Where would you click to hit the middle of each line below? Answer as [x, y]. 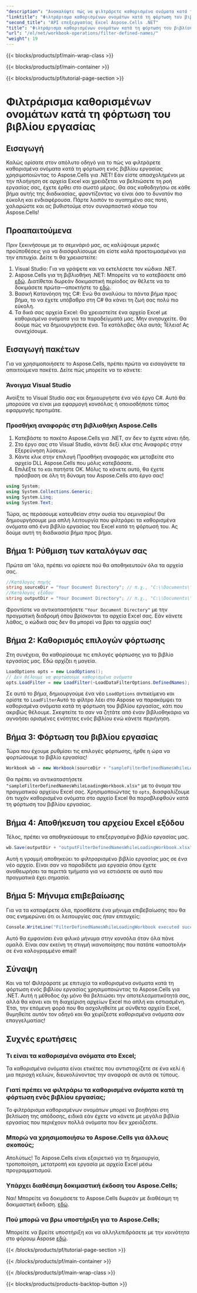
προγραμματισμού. [29, 1170]
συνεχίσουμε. [31, 331]
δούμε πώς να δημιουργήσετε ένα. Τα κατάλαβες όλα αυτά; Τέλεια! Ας [102, 325]
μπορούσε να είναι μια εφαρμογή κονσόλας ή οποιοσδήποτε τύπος [88, 404]
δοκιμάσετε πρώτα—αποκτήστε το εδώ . [63, 287]
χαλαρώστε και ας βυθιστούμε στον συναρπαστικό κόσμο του [81, 206]
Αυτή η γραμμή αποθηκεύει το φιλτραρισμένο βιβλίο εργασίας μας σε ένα [97, 858]
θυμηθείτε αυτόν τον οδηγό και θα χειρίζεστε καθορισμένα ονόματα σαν [95, 1014]
